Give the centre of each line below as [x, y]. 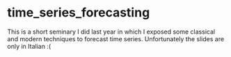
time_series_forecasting [79, 13]
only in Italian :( [29, 46]
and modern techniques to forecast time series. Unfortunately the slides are [116, 38]
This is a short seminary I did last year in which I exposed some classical [111, 32]
